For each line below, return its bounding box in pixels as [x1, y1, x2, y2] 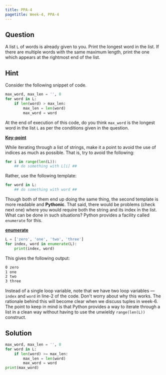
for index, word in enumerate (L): [5, 241, 77, 246]
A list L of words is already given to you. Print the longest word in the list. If [5, 43, 159, 50]
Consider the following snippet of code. [5, 82, 86, 88]
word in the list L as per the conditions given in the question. [5, 124, 129, 130]
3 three [5, 278, 21, 284]
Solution [5, 328, 32, 337]
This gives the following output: [5, 255, 70, 261]
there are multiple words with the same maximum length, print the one [5, 49, 150, 55]
